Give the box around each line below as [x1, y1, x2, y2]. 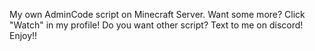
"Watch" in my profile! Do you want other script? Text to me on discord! [9, 19, 304, 31]
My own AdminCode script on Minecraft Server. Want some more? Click [9, 9, 306, 20]
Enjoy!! [9, 30, 38, 41]
